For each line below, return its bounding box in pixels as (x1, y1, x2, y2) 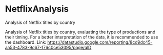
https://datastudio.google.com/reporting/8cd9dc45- (47, 39, 153, 45)
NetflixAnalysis (5, 3, 69, 15)
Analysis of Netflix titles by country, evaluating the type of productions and (5, 29, 156, 35)
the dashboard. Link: (5, 39, 46, 45)
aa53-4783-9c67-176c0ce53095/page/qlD (5, 44, 92, 50)
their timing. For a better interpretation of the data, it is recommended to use (5, 34, 159, 40)
